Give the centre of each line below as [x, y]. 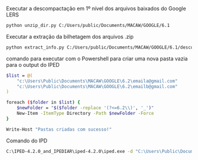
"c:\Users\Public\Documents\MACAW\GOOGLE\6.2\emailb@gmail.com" [97, 86]
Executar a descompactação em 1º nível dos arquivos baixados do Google [96, 8]
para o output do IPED [33, 64]
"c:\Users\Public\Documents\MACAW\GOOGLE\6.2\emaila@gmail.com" [97, 81]
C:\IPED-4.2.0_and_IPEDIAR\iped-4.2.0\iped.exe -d [70, 151]
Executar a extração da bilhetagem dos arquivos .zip [70, 36]
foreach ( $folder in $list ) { [43, 103]
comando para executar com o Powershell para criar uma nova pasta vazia [97, 59]
